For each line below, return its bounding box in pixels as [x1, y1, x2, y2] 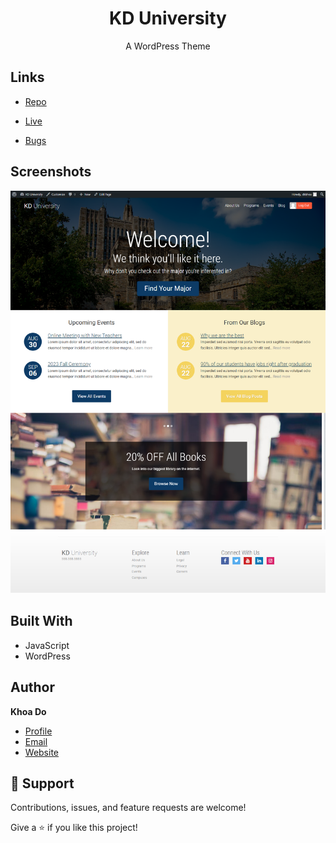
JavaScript [24, 639, 70, 651]
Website [24, 746, 60, 758]
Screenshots [10, 163, 92, 181]
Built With [10, 613, 73, 630]
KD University [109, 7, 227, 30]
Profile [24, 725, 53, 737]
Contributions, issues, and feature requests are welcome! [10, 802, 247, 814]
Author [10, 679, 55, 696]
